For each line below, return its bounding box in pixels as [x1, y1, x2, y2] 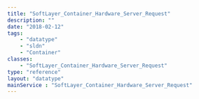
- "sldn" [20, 43, 46, 49]
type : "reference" [7, 68, 61, 75]
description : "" [7, 17, 55, 24]
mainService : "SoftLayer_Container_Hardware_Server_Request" [7, 82, 193, 89]
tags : [7, 29, 23, 37]
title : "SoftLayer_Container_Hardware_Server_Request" [7, 10, 171, 17]
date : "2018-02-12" [7, 23, 64, 30]
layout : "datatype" [7, 75, 64, 82]
